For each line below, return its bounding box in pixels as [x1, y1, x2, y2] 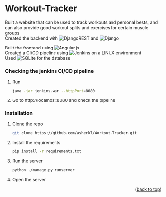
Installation [5, 110, 33, 117]
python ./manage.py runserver [12, 168, 75, 173]
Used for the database [5, 55, 71, 61]
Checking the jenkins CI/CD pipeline [5, 67, 94, 74]
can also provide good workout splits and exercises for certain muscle [5, 24, 149, 30]
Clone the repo [12, 121, 43, 127]
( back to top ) [135, 186, 162, 192]
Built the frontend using [5, 45, 54, 50]
